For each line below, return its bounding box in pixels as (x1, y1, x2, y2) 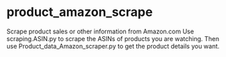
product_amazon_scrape (6, 4, 153, 20)
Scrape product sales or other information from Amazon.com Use (6, 27, 194, 35)
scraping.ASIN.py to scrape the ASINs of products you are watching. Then (6, 34, 220, 42)
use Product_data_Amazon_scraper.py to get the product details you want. (6, 42, 220, 50)
